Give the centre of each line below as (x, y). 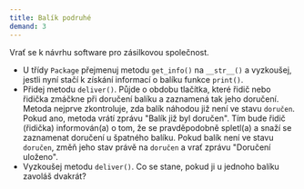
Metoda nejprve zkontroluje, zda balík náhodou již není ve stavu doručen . (159, 108)
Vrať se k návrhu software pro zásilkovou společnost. (109, 52)
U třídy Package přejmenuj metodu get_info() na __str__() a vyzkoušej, (157, 70)
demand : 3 (28, 26)
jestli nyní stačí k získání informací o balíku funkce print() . (133, 79)
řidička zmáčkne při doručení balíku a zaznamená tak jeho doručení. (151, 99)
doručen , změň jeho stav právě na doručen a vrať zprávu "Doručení (147, 147)
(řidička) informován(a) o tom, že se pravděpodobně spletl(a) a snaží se (157, 127)
